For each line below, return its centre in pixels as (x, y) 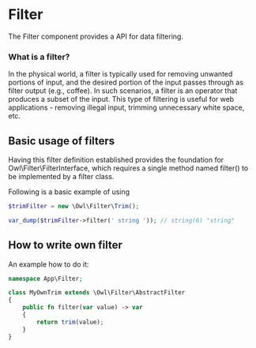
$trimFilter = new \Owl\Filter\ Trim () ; (74, 207)
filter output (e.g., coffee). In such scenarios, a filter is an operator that (123, 91)
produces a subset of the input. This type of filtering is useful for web (121, 99)
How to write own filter (65, 245)
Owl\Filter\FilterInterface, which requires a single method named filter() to (128, 168)
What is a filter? (39, 57)
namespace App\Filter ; (45, 279)
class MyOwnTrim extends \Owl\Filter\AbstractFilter (97, 293)
